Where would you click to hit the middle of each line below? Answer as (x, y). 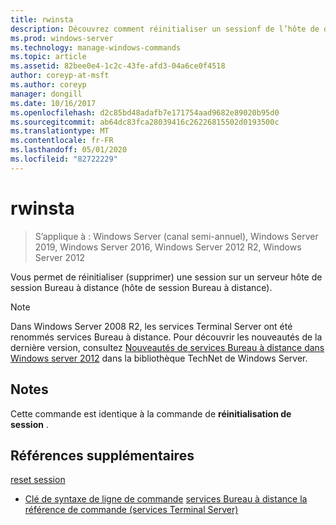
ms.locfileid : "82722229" (64, 159)
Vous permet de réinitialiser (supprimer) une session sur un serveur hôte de (166, 277)
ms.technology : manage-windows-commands (96, 47)
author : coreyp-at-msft (60, 76)
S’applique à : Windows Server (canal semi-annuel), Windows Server (176, 236)
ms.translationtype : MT (60, 131)
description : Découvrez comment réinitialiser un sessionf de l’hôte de (165, 29)
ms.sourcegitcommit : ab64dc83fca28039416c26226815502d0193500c (145, 122)
